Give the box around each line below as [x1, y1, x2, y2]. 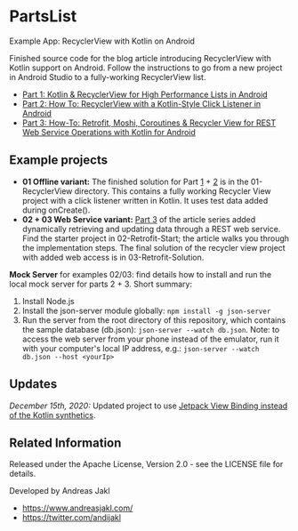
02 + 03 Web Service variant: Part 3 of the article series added [21, 213, 256, 224]
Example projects [9, 153, 109, 168]
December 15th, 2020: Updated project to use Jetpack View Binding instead [9, 400, 288, 411]
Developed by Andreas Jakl [9, 486, 110, 496]
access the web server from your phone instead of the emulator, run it [21, 334, 279, 344]
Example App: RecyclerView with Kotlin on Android [9, 36, 196, 46]
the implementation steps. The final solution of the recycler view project [21, 242, 286, 253]
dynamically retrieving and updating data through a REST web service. [21, 223, 281, 234]
